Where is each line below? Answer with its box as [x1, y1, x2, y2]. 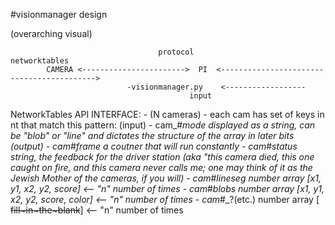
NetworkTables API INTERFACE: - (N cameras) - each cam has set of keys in [10, 109, 325, 120]
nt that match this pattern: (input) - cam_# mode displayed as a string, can [10, 119, 316, 131]
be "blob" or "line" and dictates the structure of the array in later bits [10, 130, 295, 141]
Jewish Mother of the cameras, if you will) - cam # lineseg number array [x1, [10, 172, 322, 184]
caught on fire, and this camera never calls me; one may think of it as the [10, 162, 313, 173]
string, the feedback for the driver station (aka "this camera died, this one [10, 151, 315, 163]
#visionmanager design [10, 9, 108, 20]
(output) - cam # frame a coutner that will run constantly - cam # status [10, 140, 298, 152]
